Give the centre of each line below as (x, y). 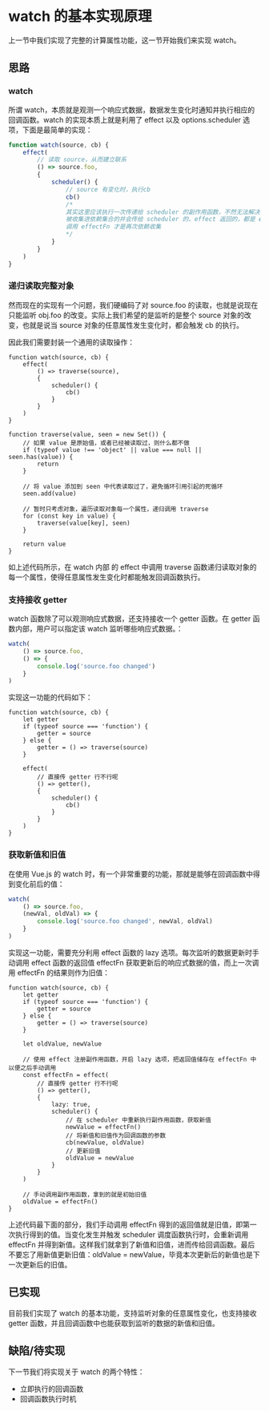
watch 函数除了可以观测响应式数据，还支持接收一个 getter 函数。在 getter (130, 619)
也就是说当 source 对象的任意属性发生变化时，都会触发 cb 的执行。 (133, 325)
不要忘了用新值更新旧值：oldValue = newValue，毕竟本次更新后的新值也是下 (134, 1254)
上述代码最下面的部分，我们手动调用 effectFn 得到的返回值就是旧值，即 (126, 1224)
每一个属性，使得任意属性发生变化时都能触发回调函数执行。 (106, 577)
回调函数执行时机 (48, 1398)
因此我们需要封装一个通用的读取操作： (71, 342)
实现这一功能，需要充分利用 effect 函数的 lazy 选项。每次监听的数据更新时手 (134, 952)
